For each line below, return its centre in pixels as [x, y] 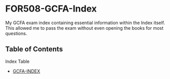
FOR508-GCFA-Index [51, 9]
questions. [16, 33]
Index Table [18, 61]
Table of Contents [34, 49]
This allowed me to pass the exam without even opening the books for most [84, 28]
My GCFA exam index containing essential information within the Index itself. [85, 23]
